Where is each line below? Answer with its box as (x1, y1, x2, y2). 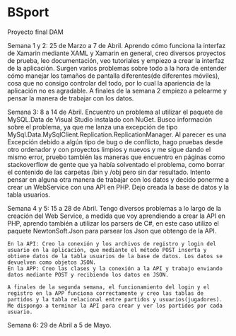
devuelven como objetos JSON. (7, 259, 97, 266)
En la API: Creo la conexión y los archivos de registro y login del (7, 240, 217, 248)
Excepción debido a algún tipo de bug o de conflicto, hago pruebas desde (7, 137, 223, 146)
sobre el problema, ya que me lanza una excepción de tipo (7, 122, 178, 131)
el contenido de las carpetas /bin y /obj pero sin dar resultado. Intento (7, 168, 211, 176)
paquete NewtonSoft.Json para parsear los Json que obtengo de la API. (7, 226, 217, 235)
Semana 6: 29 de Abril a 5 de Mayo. (7, 320, 112, 329)
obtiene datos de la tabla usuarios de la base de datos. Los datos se (7, 253, 223, 260)
